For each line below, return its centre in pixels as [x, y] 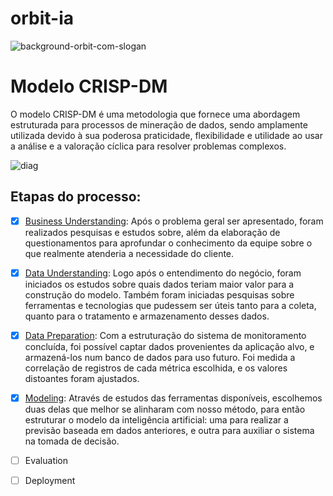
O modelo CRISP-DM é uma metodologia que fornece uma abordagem [155, 114]
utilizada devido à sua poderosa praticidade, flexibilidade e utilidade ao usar [166, 135]
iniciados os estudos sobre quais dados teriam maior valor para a [159, 284]
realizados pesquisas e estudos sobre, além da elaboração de [152, 232]
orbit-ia [42, 18]
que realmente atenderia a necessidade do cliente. [129, 253]
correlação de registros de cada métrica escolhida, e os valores [156, 368]
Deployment [50, 480]
